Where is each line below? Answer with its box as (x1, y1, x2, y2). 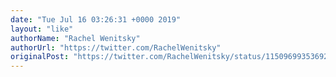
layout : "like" (10, 24, 74, 34)
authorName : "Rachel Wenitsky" (10, 33, 141, 43)
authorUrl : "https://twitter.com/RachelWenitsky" (10, 42, 222, 53)
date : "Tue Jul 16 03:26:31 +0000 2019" (10, 14, 182, 25)
